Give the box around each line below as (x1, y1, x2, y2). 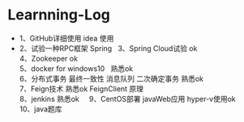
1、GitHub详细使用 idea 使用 (19, 33, 114, 43)
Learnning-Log (7, 6, 111, 24)
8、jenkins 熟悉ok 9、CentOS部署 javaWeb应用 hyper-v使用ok (19, 94, 236, 103)
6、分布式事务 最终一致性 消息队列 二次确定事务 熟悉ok (19, 74, 204, 83)
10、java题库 (19, 103, 62, 114)
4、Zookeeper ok (19, 53, 79, 63)
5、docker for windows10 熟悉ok (19, 63, 134, 74)
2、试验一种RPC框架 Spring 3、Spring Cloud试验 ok (19, 43, 198, 53)
